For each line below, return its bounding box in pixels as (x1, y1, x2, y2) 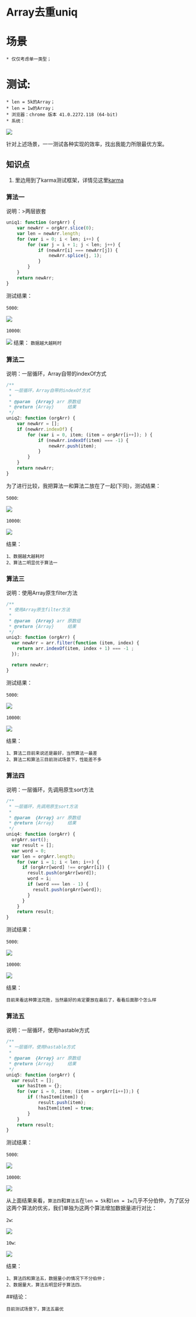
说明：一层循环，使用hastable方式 (6, 1027, 90, 1034)
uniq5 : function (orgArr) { (6, 1072, 76, 1078)
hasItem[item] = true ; (37, 1105, 94, 1111)
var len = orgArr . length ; (11, 854, 76, 860)
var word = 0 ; (11, 848, 46, 854)
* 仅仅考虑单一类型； (6, 56, 52, 63)
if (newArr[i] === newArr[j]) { (37, 247, 118, 253)
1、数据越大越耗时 (6, 553, 45, 559)
